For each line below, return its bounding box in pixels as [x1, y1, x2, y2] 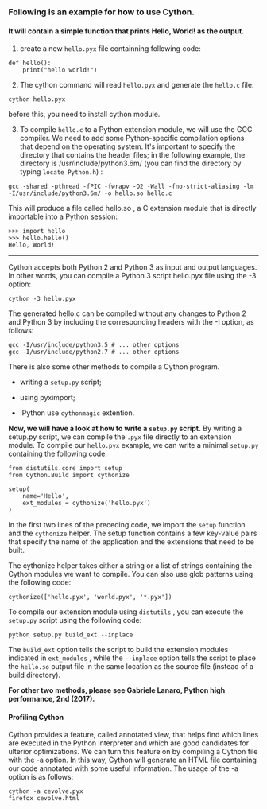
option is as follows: [8, 772, 74, 782]
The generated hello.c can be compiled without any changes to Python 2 [8, 309, 246, 318]
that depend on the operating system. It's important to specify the [19, 142, 236, 151]
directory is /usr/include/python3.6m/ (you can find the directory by [19, 158, 242, 169]
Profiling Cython [8, 712, 64, 721]
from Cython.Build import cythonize [8, 472, 130, 480]
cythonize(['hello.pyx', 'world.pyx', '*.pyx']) [8, 593, 172, 601]
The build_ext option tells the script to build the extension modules [8, 645, 229, 655]
